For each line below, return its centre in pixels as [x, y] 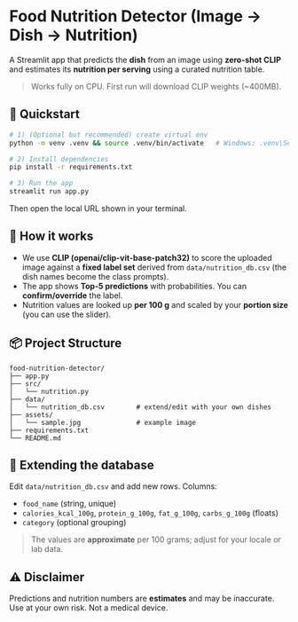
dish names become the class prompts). [95, 276]
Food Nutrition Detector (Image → [135, 16]
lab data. [47, 549]
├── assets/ [31, 414]
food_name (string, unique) [69, 504]
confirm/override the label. [72, 295]
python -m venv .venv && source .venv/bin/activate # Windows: [132, 143]
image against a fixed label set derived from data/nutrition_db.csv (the [154, 267]
